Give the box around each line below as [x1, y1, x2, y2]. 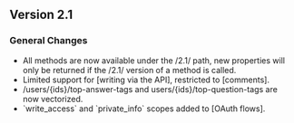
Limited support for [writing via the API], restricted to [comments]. [22, 74, 270, 85]
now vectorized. [22, 93, 83, 104]
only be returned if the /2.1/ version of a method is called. [22, 64, 237, 75]
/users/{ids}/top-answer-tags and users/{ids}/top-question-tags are [22, 83, 279, 94]
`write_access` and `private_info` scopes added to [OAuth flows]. [22, 103, 266, 114]
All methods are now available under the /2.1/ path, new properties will [22, 54, 286, 66]
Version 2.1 [9, 7, 73, 23]
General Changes [9, 34, 88, 47]
